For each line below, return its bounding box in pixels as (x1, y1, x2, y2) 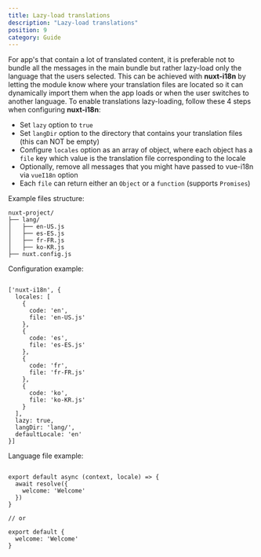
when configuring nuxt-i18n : (8, 105, 101, 115)
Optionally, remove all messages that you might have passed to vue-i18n (19, 162, 254, 171)
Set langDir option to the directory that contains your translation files (19, 129, 243, 138)
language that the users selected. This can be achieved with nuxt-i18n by (8, 71, 247, 81)
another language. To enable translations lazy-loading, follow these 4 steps (8, 97, 252, 106)
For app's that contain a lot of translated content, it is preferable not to (8, 55, 235, 64)
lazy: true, (15, 417, 55, 425)
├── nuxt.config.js (8, 251, 72, 258)
